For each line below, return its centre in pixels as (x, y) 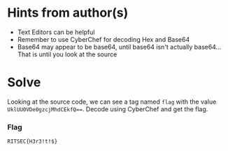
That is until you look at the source (67, 54)
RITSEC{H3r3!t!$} (33, 142)
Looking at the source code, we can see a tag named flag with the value (112, 102)
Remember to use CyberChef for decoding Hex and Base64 (104, 39)
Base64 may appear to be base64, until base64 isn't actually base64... (119, 47)
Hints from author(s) (68, 13)
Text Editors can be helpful (56, 32)
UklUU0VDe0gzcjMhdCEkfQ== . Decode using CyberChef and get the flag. (108, 109)
